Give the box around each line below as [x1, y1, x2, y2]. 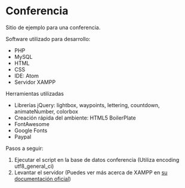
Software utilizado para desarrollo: [5, 35, 91, 42]
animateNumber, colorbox [14, 108, 79, 115]
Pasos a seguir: [5, 145, 44, 152]
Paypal [14, 133, 32, 140]
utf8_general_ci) [14, 162, 54, 170]
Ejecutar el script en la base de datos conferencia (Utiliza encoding [14, 156, 180, 163]
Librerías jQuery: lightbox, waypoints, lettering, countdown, [14, 101, 160, 108]
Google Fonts [14, 127, 48, 134]
